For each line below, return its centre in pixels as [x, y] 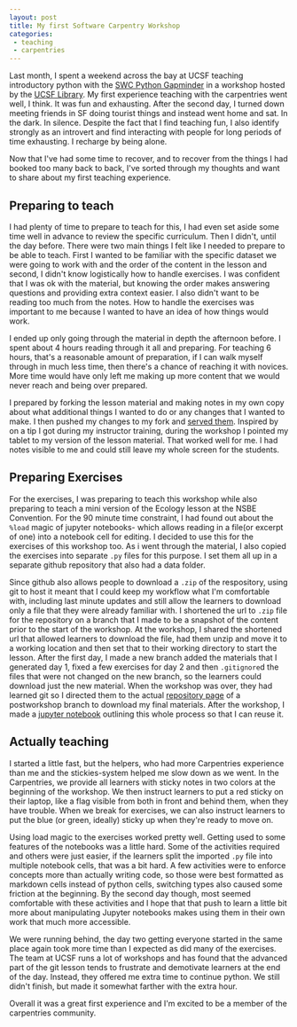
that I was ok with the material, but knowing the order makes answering [140, 283]
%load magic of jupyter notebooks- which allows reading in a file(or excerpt [146, 527]
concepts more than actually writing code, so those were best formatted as [146, 874]
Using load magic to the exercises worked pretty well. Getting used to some [148, 837]
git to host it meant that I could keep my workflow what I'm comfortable [140, 592]
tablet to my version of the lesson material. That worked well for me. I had [144, 440]
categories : [31, 34]
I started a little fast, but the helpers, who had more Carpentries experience [147, 763]
